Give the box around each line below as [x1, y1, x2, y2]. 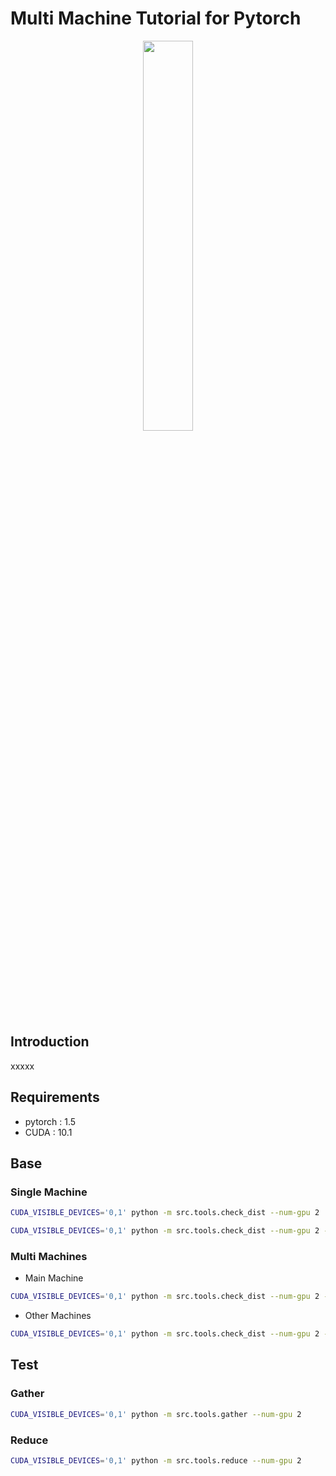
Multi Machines [10, 1249, 88, 1263]
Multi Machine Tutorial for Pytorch [10, 7, 302, 30]
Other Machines [24, 1310, 92, 1322]
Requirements [10, 1089, 100, 1106]
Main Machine [24, 1272, 84, 1284]
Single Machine [10, 1185, 88, 1199]
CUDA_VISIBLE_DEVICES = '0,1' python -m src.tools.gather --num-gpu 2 [10, 1409, 302, 1419]
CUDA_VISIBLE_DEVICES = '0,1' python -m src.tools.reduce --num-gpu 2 [10, 1455, 302, 1466]
